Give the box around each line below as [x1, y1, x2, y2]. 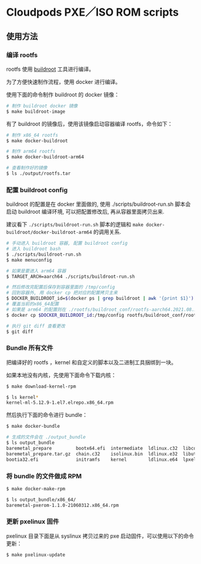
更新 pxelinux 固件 [6, 517, 59, 526]
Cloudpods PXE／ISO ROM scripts [6, 5, 179, 19]
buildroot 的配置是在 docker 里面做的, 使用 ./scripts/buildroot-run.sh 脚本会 [6, 200, 191, 208]
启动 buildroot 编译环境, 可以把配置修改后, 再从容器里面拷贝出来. [6, 208, 165, 215]
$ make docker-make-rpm [6, 485, 66, 492]
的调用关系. [93, 229, 121, 236]
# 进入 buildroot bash [6, 246, 61, 252]
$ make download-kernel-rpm [6, 383, 77, 389]
